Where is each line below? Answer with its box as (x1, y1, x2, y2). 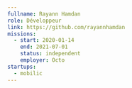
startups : (7, 63, 37, 70)
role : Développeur (7, 17, 62, 24)
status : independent (20, 50, 81, 57)
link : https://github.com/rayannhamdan (7, 23, 126, 31)
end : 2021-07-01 (20, 43, 69, 50)
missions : (7, 30, 37, 38)
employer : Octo (20, 57, 65, 64)
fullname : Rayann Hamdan (7, 10, 81, 18)
